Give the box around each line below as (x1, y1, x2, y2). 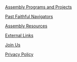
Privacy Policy (5, 51, 34, 57)
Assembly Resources (5, 23, 48, 29)
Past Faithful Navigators (5, 14, 53, 19)
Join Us (5, 42, 20, 48)
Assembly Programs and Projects (5, 4, 72, 10)
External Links (5, 33, 34, 38)
